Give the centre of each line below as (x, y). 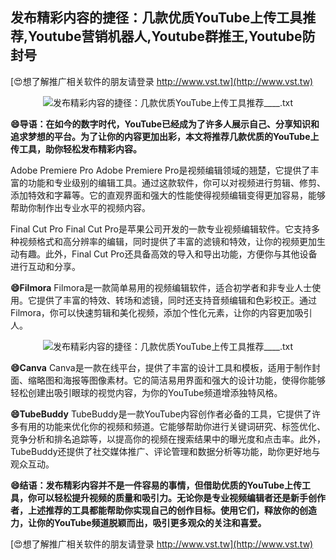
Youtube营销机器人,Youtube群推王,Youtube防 (172, 36)
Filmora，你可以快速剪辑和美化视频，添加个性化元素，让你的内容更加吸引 (161, 312)
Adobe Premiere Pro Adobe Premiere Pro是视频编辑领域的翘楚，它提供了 (160, 170)
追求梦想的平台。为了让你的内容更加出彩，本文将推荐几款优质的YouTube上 (165, 136)
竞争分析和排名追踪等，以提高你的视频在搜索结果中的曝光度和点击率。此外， (168, 439)
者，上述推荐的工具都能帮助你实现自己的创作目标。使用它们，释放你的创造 (163, 510)
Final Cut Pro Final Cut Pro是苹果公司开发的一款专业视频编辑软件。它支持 (161, 229)
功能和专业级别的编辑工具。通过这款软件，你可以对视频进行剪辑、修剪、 (176, 182)
